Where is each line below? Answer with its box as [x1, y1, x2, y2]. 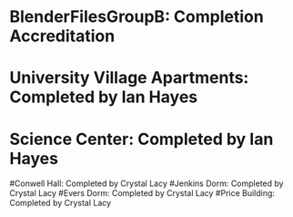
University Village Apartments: [9, 67, 249, 88]
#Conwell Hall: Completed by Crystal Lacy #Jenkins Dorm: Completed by [9, 178, 284, 189]
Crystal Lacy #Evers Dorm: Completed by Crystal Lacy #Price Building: [9, 188, 276, 199]
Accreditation [9, 26, 116, 46]
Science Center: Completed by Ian [9, 129, 274, 150]
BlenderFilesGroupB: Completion [9, 6, 264, 27]
